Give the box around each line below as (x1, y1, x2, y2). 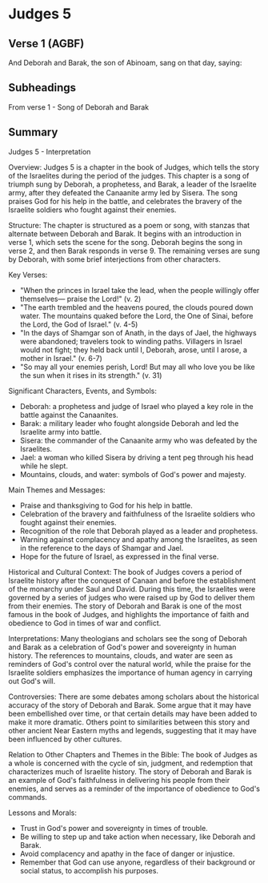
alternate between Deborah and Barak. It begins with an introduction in (8, 229, 242, 239)
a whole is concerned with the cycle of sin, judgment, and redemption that (8, 758, 254, 768)
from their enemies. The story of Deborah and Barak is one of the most (8, 601, 242, 611)
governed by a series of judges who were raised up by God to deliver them (8, 592, 255, 602)
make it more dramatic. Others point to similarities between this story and (8, 717, 250, 727)
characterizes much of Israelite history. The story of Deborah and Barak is (8, 766, 252, 777)
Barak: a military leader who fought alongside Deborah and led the (19, 418, 239, 428)
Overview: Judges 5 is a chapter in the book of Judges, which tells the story (8, 162, 260, 172)
